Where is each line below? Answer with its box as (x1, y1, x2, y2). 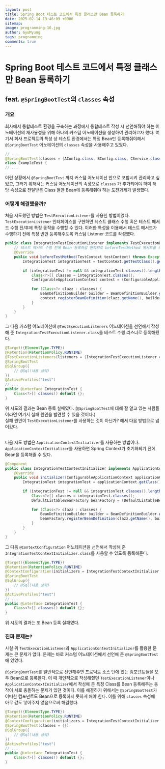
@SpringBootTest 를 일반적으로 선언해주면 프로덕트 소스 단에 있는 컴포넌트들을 (5, 669, 154, 675)
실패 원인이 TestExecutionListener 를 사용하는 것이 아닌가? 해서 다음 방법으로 (5, 417, 155, 423)
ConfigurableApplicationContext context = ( (31, 277, 124, 283)
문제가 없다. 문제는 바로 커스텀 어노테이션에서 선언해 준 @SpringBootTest (19, 652, 159, 657)
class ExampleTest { (5, 161, 48, 166)
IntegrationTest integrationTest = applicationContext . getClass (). (23, 480, 164, 484)
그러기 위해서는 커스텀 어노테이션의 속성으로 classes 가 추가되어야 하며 (15, 181, 152, 187)
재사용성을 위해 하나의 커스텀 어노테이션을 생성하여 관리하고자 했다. (26, 129, 155, 135)
